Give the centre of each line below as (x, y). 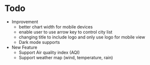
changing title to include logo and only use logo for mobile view (82, 37)
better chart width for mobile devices (56, 26)
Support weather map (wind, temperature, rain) (66, 57)
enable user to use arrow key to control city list (66, 32)
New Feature (24, 47)
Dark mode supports (39, 42)
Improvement (25, 22)
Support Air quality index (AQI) (49, 52)
